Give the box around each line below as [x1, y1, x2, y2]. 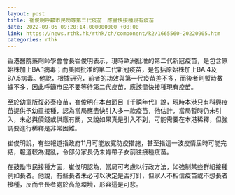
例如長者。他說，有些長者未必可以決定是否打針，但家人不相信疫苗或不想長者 [7, 171, 228, 180]
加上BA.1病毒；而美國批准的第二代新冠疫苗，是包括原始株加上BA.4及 [19, 65, 218, 74]
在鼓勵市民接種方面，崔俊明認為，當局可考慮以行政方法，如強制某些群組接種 [7, 163, 228, 171]
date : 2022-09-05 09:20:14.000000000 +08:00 [7, 23, 139, 30]
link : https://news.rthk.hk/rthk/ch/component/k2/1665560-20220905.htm [7, 29, 220, 37]
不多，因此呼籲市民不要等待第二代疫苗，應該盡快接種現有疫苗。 [13, 83, 197, 91]
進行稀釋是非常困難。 [19, 124, 81, 133]
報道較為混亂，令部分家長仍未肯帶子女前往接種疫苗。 [19, 148, 173, 156]
